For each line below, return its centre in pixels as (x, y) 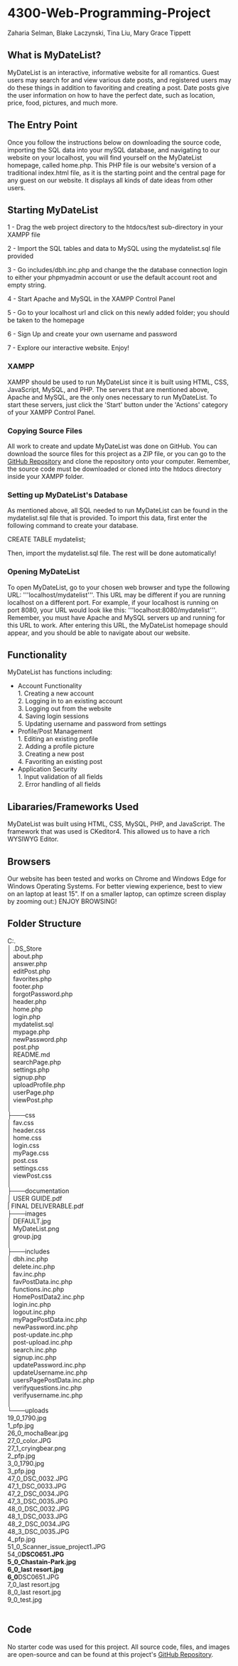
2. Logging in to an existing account (70, 701)
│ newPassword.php (37, 1039)
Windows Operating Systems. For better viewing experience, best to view (115, 886)
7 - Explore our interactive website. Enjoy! (69, 348)
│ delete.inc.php (31, 1266)
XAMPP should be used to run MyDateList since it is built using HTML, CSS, (118, 382)
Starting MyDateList (53, 210)
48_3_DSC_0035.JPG (38, 1531)
